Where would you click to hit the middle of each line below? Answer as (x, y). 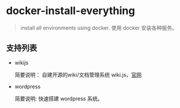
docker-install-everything (71, 11)
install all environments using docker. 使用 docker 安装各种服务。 (99, 28)
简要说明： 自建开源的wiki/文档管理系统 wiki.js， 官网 (78, 75)
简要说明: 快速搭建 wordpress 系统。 (59, 99)
